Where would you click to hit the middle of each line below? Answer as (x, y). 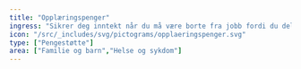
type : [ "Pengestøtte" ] (52, 43)
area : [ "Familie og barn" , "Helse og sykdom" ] (95, 51)
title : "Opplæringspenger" (60, 17)
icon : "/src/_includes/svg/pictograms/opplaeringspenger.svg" (128, 34)
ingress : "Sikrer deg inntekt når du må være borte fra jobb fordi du (144, 26)
